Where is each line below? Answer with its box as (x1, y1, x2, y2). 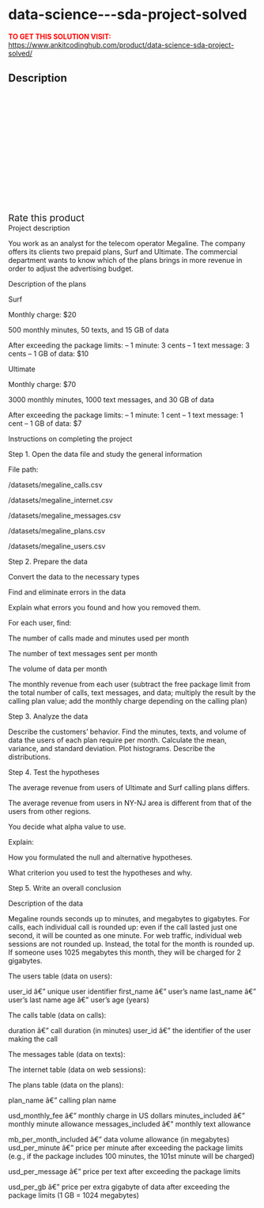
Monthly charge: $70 (8, 379, 77, 389)
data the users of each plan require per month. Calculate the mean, (8, 735, 227, 745)
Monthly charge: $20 (8, 310, 77, 319)
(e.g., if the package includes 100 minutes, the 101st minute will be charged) (8, 1151, 255, 1161)
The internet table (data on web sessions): (8, 1065, 146, 1074)
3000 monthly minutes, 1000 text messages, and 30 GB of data (8, 394, 215, 405)
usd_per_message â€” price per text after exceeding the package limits (8, 1166, 241, 1176)
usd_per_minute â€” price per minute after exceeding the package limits (8, 1142, 243, 1153)
